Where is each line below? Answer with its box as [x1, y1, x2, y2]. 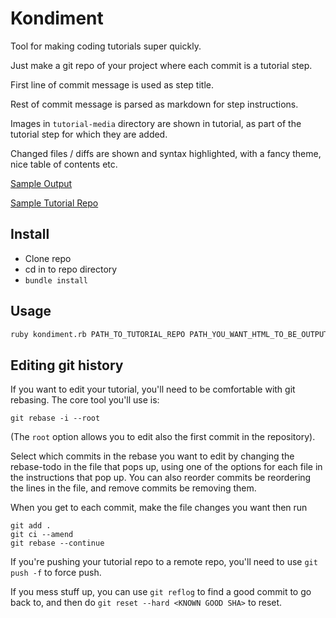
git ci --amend [10, 530, 74, 540]
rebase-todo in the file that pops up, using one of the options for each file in [10, 461, 323, 473]
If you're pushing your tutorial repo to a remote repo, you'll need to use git [10, 556, 318, 568]
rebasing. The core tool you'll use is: [10, 394, 160, 406]
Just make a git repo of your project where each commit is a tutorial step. [10, 59, 313, 71]
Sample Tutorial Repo [10, 197, 99, 209]
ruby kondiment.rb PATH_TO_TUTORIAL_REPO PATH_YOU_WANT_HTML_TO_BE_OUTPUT [10, 329, 329, 339]
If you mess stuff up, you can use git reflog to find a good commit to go [10, 586, 312, 598]
